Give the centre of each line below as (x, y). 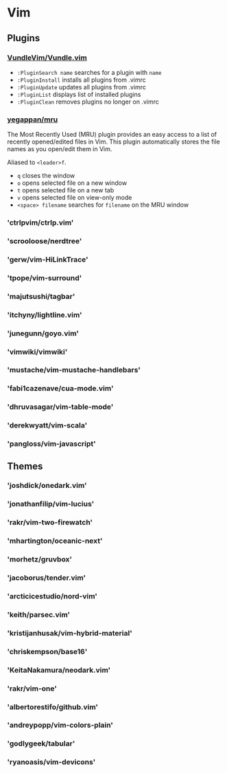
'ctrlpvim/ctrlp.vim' (40, 223)
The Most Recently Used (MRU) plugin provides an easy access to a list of (112, 135)
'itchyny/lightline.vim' (45, 315)
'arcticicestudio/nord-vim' (52, 596)
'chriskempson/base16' (47, 651)
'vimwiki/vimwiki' (37, 352)
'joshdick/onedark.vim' (47, 486)
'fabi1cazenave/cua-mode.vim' (60, 388)
